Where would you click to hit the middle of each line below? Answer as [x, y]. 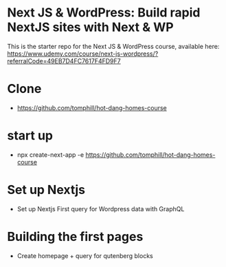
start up [30, 136]
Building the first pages [75, 236]
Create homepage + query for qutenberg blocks [85, 255]
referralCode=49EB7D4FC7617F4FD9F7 [64, 61]
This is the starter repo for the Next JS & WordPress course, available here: [113, 46]
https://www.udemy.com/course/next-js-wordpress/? [83, 54]
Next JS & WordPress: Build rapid [104, 13]
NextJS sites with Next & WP [90, 27]
